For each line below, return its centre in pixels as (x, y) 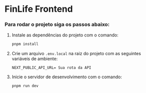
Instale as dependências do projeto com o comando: (65, 35)
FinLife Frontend (39, 9)
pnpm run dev (25, 86)
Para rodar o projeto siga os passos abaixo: (57, 25)
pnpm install (25, 44)
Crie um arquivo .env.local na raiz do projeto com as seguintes (76, 54)
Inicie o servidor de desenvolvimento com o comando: (67, 77)
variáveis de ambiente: (35, 59)
